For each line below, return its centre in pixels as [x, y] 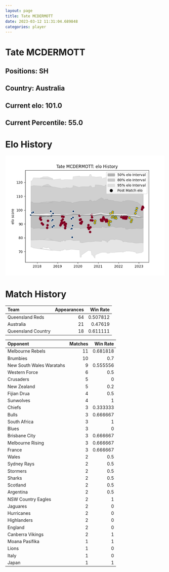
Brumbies [17, 358]
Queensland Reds [26, 317]
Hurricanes [19, 513]
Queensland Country [29, 331]
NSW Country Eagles [29, 499]
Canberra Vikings [26, 534]
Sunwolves [19, 401]
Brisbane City [22, 436]
